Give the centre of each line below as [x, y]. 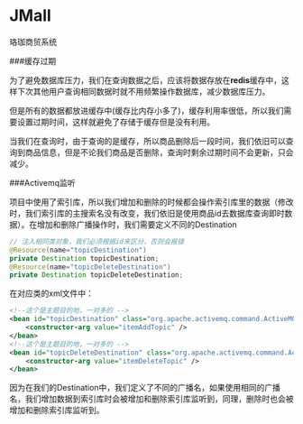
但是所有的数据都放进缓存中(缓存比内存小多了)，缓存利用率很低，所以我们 [147, 110]
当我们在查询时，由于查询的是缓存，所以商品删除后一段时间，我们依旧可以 [147, 141]
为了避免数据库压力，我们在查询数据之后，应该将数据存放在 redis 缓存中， [146, 80]
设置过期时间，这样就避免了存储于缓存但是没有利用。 [115, 122]
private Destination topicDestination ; [84, 258]
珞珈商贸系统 [33, 41]
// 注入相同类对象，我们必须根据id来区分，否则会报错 [97, 241]
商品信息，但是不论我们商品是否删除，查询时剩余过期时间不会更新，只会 [159, 152]
